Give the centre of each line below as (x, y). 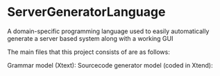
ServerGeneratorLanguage (86, 12)
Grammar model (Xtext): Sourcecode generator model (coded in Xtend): (110, 65)
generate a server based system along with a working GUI (90, 38)
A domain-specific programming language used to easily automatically (108, 31)
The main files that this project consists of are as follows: (88, 52)
